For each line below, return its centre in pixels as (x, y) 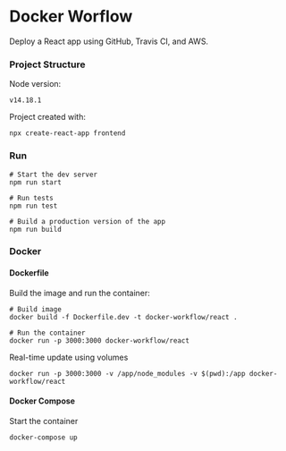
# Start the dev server (54, 174)
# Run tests (31, 198)
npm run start (36, 182)
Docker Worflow (71, 17)
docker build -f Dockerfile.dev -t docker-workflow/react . (124, 317)
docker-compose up (43, 437)
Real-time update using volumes (69, 357)
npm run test (34, 206)
